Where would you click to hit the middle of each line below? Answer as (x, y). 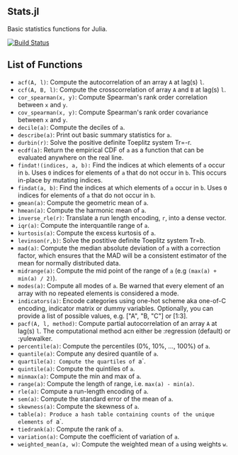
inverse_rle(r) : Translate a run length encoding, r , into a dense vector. (122, 218)
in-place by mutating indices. (60, 180)
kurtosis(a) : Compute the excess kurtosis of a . (86, 233)
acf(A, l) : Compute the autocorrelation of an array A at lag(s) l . (111, 82)
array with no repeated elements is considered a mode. (98, 293)
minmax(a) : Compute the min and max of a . (79, 376)
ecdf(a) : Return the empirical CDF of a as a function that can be (110, 150)
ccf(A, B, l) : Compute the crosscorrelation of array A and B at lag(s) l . (122, 89)
